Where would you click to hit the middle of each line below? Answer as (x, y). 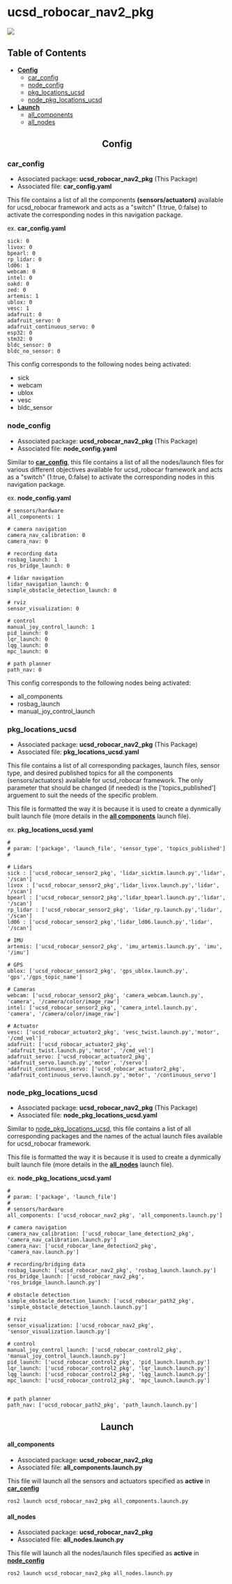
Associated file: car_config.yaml (64, 187)
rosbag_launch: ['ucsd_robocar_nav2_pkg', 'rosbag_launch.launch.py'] (112, 1271)
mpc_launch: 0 (28, 651)
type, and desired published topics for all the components (90, 773)
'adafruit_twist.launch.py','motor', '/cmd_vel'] (81, 1051)
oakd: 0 (18, 284)
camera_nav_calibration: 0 (46, 535)
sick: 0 (18, 241)
